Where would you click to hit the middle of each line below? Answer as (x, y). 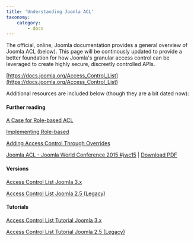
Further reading (26, 107)
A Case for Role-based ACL (40, 120)
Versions (18, 169)
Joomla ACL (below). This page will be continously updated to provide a (94, 52)
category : (29, 23)
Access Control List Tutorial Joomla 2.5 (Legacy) (66, 231)
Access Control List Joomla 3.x (44, 181)
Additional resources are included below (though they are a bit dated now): (98, 93)
